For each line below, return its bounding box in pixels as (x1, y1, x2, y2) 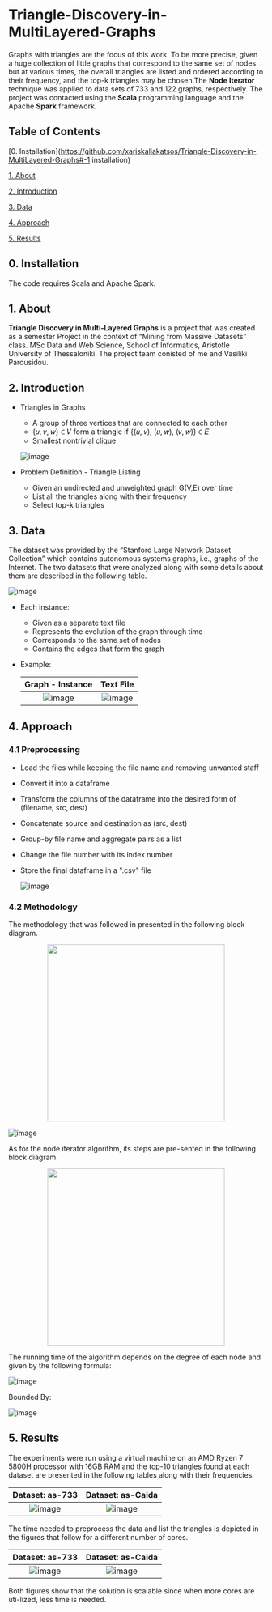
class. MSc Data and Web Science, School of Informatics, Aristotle (8, 340, 231, 350)
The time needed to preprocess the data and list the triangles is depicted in (8, 1524, 259, 1533)
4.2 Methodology (8, 901, 79, 912)
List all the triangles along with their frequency (32, 491, 188, 501)
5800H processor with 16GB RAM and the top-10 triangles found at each (8, 1461, 250, 1471)
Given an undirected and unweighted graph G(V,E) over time (32, 483, 233, 493)
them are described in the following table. (8, 571, 147, 581)
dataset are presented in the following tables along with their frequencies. (8, 1470, 255, 1479)
